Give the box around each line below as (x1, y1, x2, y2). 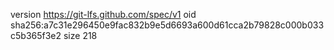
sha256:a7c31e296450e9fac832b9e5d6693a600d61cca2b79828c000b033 (10, 19, 325, 31)
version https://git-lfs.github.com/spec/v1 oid (10, 9, 197, 20)
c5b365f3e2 (10, 30, 62, 41)
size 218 (63, 30, 98, 41)
